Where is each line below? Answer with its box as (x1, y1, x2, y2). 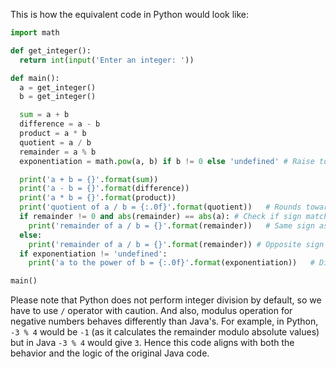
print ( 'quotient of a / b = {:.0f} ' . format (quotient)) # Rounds (19, 202, 302, 213)
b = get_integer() (19, 92, 97, 102)
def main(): (10, 73, 60, 83)
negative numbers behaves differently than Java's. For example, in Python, (10, 315, 319, 328)
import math (10, 28, 60, 38)
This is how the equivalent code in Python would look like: (10, 9, 249, 20)
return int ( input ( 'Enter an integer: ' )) (19, 55, 195, 65)
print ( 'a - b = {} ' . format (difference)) (19, 184, 190, 194)
